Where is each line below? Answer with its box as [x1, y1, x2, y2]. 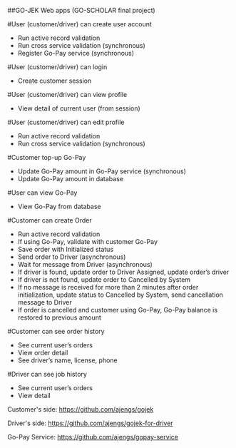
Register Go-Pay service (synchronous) [17, 49, 134, 57]
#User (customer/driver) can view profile [7, 91, 128, 98]
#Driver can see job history [7, 370, 88, 378]
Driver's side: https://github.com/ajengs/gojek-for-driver [7, 419, 173, 427]
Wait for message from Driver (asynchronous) [17, 260, 153, 268]
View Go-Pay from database [17, 203, 101, 210]
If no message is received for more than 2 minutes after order [17, 283, 199, 291]
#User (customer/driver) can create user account [7, 20, 152, 28]
